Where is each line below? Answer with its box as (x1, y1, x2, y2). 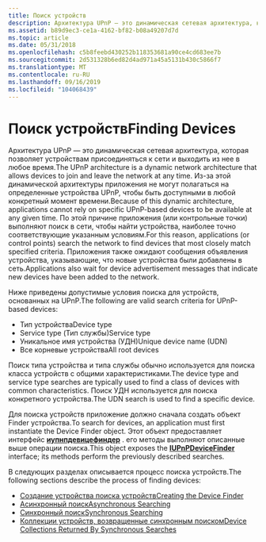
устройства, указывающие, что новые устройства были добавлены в (8, 256, 243, 265)
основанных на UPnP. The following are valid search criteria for (8, 296, 215, 306)
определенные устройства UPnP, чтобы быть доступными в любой (8, 188, 236, 198)
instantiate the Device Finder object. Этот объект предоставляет (8, 426, 222, 436)
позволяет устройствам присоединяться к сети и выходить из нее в (8, 154, 240, 163)
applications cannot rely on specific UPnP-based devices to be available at (8, 205, 253, 214)
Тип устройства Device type (19, 320, 112, 329)
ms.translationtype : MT (8, 63, 87, 71)
